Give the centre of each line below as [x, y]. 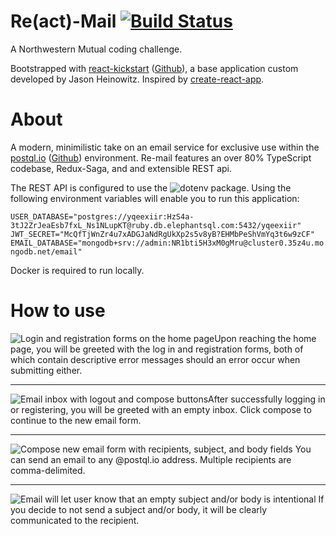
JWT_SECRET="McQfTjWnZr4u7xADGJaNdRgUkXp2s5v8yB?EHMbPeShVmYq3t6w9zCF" [162, 234]
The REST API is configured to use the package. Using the [151, 187]
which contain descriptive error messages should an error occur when [155, 359]
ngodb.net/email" [46, 251]
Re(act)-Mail [63, 21]
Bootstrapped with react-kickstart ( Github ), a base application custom [154, 68]
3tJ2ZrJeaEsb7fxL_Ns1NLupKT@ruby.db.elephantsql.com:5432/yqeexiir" [156, 225]
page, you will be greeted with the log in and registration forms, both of [157, 349]
